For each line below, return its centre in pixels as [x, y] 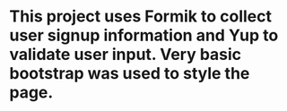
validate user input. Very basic [126, 55]
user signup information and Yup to [144, 35]
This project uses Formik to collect [140, 17]
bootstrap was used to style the [130, 74]
